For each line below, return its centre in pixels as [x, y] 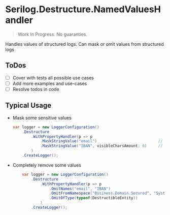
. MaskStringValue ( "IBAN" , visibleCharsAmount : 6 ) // [101, 146]
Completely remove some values [47, 165]
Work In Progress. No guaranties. [52, 34]
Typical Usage [28, 105]
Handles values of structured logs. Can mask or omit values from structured [84, 44]
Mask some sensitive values [42, 117]
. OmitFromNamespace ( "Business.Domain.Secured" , [100, 193]
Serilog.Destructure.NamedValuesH [83, 9]
